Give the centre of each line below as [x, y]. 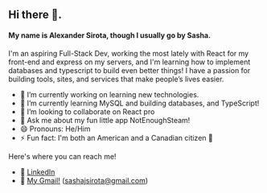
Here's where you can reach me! [62, 156]
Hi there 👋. [35, 15]
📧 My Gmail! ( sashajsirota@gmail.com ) [84, 180]
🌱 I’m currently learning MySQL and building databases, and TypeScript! [140, 103]
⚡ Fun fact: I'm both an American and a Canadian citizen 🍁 [116, 138]
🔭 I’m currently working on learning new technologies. [109, 94]
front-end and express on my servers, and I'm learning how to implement [129, 62]
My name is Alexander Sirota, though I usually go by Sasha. [110, 35]
